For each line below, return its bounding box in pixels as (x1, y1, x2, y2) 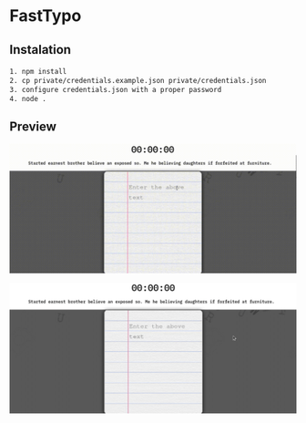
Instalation (9, 42, 71, 57)
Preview (9, 119, 57, 135)
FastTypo (9, 5, 82, 26)
